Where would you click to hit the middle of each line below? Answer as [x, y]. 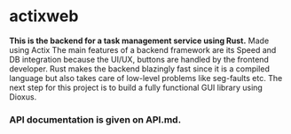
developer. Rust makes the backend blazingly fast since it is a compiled [140, 69]
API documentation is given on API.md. [95, 119]
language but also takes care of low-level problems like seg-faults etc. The [146, 78]
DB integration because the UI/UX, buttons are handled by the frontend [139, 59]
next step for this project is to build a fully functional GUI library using [136, 87]
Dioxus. [23, 97]
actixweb [44, 16]
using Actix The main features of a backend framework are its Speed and [143, 49]
